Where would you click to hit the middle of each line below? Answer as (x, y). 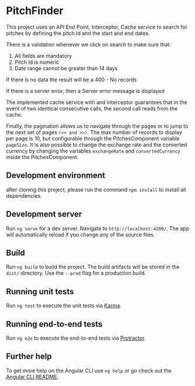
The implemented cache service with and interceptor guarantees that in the (97, 102)
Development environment (56, 176)
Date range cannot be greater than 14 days (66, 68)
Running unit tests (40, 292)
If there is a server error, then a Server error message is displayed (85, 91)
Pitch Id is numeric (37, 62)
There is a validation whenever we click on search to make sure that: (88, 44)
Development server (44, 214)
